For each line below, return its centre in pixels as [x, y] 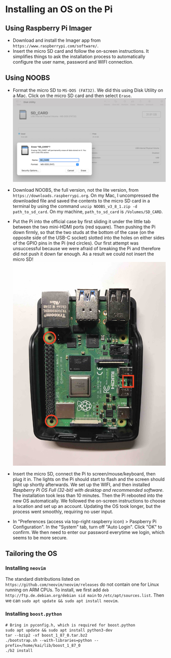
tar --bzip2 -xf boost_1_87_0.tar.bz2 [46, 635]
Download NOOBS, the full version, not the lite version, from [76, 190]
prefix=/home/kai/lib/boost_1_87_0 [43, 645]
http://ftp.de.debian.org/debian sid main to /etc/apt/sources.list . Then [85, 595]
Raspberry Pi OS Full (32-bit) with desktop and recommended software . [88, 490]
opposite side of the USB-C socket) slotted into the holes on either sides [89, 238]
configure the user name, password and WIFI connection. [73, 62]
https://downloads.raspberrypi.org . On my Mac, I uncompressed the [86, 196]
